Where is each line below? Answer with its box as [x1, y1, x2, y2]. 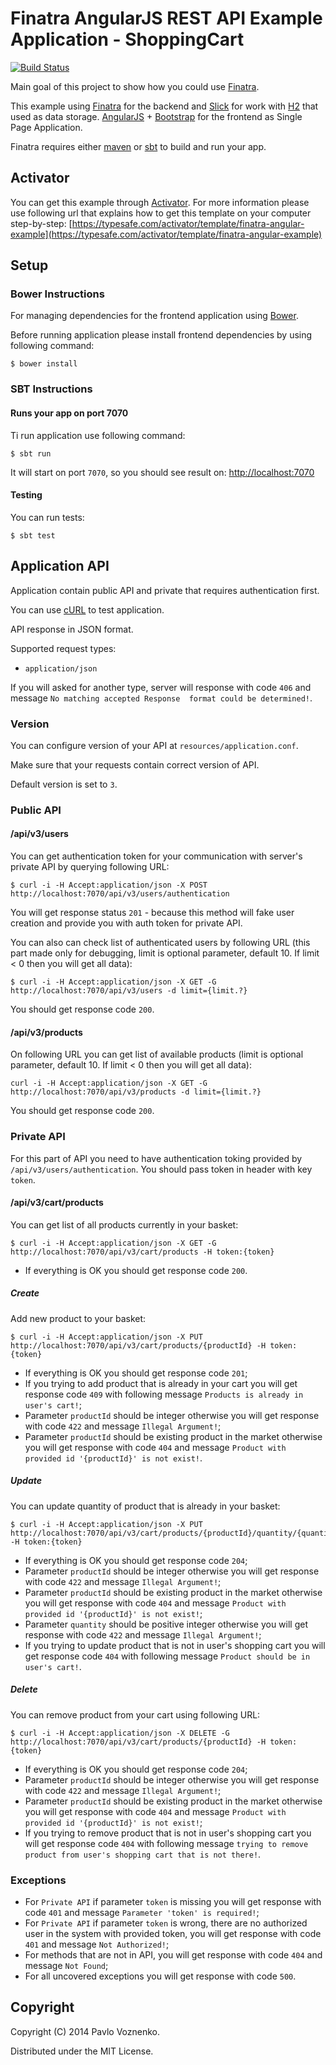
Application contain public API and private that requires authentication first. [10, 584, 320, 596]
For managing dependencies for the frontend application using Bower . [10, 310, 299, 322]
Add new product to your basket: [10, 1312, 147, 1324]
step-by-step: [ [10, 217, 73, 229]
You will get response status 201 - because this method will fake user [10, 907, 295, 918]
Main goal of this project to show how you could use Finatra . [10, 80, 260, 92]
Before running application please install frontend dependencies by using [10, 329, 313, 341]
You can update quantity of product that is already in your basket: [10, 1500, 281, 1512]
